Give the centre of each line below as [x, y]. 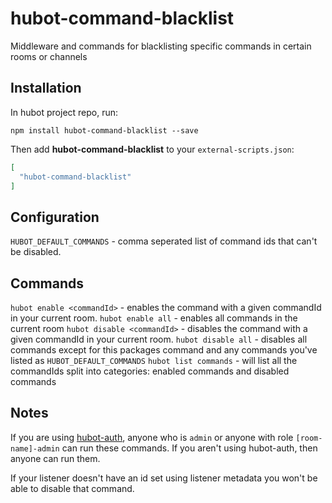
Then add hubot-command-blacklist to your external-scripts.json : [152, 149]
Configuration [55, 217]
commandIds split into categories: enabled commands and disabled [150, 371]
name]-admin [35, 448]
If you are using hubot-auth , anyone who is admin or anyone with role [152, 437]
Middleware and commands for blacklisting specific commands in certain [161, 46]
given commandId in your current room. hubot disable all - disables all [159, 339]
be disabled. [36, 252]
